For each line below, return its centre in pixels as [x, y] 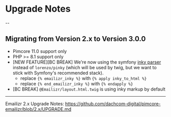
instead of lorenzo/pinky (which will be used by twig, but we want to [84, 67]
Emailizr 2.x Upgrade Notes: [35, 104]
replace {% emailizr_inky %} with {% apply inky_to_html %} [83, 78]
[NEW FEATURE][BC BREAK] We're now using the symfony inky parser [87, 62]
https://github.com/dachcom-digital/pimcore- [113, 104]
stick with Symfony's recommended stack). [58, 73]
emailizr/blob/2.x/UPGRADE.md [38, 109]
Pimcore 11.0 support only [40, 51]
